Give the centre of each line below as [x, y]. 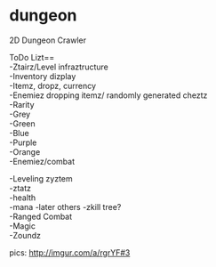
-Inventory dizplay [43, 76]
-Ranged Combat [41, 216]
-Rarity [22, 104]
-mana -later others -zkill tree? [65, 206]
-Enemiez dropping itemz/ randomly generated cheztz [108, 95]
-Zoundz [25, 235]
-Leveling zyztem [41, 178]
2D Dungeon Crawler [48, 40]
